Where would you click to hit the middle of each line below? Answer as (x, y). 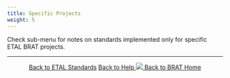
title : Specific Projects (44, 13)
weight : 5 (21, 20)
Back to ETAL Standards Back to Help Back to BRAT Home (115, 67)
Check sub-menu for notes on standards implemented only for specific (107, 39)
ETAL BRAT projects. (36, 47)
